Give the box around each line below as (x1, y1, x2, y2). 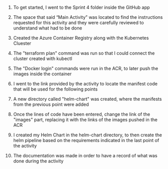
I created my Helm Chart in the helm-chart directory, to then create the (13, 132, 162, 138)
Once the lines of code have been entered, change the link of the (13, 111, 150, 117)
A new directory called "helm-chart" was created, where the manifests (13, 96, 162, 102)
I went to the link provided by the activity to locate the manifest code (13, 81, 158, 87)
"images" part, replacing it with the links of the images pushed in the (13, 117, 158, 123)
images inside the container (13, 71, 72, 77)
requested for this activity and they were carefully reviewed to (13, 20, 145, 25)
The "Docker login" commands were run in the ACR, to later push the (13, 66, 158, 71)
